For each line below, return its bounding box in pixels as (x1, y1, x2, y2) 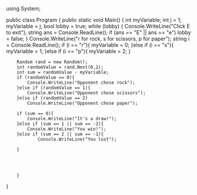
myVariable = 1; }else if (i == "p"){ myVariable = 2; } (6, 48, 131, 55)
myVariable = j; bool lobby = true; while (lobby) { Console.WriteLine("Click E (6, 23, 190, 29)
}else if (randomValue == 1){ (16, 85, 91, 91)
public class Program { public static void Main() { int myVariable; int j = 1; (6, 16, 182, 23)
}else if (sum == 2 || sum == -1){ (16, 131, 104, 137)
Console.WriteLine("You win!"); (27, 126, 107, 132)
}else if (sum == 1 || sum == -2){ (16, 121, 104, 127)
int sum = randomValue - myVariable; (16, 70, 109, 75)
